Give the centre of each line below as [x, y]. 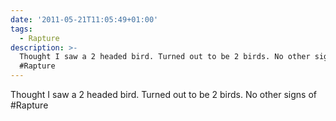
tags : [21, 29]
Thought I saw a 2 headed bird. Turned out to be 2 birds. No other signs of [164, 94]
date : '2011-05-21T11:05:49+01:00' [84, 19]
